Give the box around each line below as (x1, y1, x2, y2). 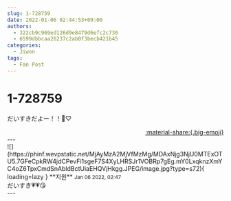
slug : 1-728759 (7, 10, 51, 17)
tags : (7, 55, 23, 62)
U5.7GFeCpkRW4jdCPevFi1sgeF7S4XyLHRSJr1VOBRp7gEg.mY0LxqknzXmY (7, 157, 223, 165)
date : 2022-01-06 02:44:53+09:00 (7, 16, 103, 23)
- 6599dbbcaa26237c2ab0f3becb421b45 (13, 36, 118, 43)
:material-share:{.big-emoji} (145, 128, 224, 136)
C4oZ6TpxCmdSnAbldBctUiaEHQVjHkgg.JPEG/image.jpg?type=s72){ (7, 164, 205, 172)
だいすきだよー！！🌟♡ (7, 114, 72, 122)
